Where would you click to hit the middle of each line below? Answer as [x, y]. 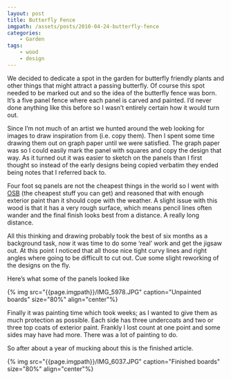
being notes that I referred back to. [57, 172]
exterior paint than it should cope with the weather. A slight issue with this [112, 200]
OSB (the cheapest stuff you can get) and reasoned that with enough [105, 193]
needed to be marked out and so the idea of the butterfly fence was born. [112, 93]
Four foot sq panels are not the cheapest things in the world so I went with [113, 186]
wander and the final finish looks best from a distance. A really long [103, 215]
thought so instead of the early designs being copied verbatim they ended [113, 165]
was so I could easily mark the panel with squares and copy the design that [114, 150]
